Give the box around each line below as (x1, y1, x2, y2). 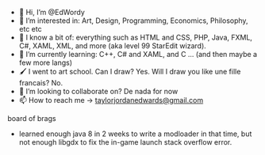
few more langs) (18, 58, 73, 67)
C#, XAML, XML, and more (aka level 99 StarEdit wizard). (18, 41, 207, 51)
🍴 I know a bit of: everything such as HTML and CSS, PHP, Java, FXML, (18, 32, 253, 42)
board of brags (7, 114, 56, 123)
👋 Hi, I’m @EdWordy (18, 8, 85, 17)
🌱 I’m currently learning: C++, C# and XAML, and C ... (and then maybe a (18, 50, 258, 59)
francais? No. (18, 78, 63, 87)
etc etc (18, 25, 42, 33)
